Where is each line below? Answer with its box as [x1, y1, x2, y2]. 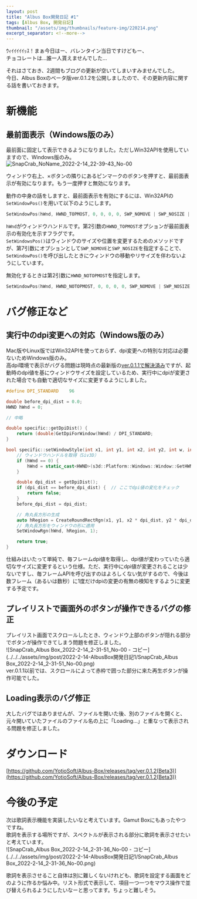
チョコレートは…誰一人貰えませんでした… [6, 55, 107, 62]
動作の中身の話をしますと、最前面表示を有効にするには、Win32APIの [6, 192, 174, 200]
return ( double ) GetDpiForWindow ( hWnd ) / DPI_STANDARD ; [16, 431, 154, 437]
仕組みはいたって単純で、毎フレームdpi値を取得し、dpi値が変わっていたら [6, 555, 185, 563]
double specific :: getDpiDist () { [6, 425, 88, 432]
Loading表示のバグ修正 [6, 693, 91, 703]
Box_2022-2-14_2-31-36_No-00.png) [6, 860, 96, 867]
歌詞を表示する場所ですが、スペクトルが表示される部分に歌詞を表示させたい [6, 831, 191, 838]
